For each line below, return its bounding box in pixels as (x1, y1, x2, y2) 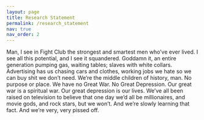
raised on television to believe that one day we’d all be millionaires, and (6, 94, 186, 101)
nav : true (6, 26, 32, 32)
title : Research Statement (6, 15, 75, 21)
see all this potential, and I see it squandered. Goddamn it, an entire (6, 55, 176, 62)
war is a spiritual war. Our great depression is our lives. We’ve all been (6, 87, 184, 94)
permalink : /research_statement (6, 20, 89, 26)
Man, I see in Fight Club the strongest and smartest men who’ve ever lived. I (6, 48, 198, 55)
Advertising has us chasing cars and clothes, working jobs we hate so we (6, 68, 192, 75)
